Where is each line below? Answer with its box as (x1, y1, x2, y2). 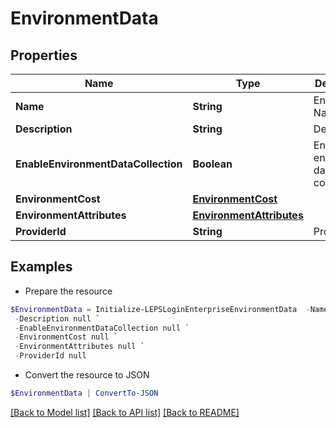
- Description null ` (14, 313, 101, 324)
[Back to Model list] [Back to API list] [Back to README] (10, 406, 240, 418)
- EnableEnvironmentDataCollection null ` (14, 323, 190, 333)
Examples (10, 258, 73, 276)
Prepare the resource (24, 285, 113, 297)
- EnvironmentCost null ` (14, 332, 118, 342)
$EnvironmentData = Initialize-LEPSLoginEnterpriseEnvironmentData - (10, 304, 311, 314)
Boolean (192, 157, 233, 171)
